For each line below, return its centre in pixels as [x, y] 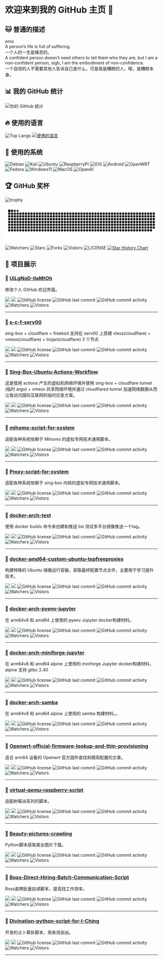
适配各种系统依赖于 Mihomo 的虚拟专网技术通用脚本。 [59, 439]
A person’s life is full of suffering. [38, 46]
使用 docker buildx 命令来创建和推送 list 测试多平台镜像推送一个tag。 [74, 526]
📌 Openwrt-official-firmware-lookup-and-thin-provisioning [77, 746]
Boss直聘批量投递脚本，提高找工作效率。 [46, 889]
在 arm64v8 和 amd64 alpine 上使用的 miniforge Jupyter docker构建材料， [79, 664]
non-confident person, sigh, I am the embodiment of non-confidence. [75, 63]
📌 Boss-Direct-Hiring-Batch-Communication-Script [67, 878]
